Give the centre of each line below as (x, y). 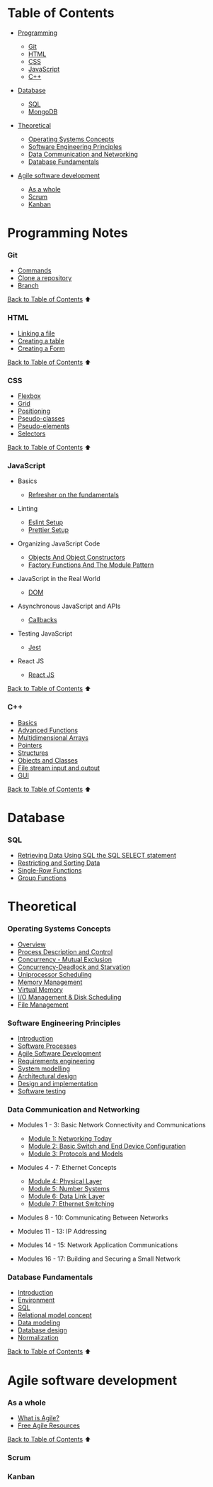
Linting (28, 509)
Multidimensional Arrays (53, 737)
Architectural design (47, 1076)
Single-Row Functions (50, 870)
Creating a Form (41, 348)
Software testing (41, 1091)
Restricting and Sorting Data (59, 863)
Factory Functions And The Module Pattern (91, 565)
